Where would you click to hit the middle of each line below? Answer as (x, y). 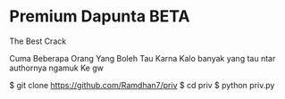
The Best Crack (38, 41)
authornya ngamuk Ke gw (57, 68)
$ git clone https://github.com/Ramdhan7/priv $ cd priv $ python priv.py (142, 85)
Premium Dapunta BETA (100, 16)
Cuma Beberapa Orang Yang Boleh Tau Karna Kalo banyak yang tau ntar (142, 58)
